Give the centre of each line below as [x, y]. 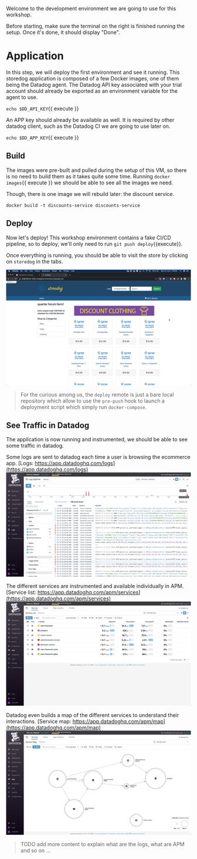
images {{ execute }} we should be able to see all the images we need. [90, 182]
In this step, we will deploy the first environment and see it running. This [93, 72]
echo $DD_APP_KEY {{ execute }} [43, 137]
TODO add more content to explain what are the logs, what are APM [102, 844]
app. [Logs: [20, 464]
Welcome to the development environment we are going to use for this [91, 9]
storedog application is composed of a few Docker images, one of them [93, 78]
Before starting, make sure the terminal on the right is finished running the [95, 26]
